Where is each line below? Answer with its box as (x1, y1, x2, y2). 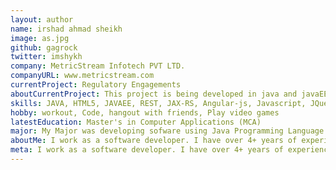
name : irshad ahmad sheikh (10, 24, 123, 34)
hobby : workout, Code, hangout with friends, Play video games (10, 107, 280, 118)
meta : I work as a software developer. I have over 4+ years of (10, 145, 284, 155)
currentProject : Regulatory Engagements (10, 80, 182, 90)
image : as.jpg (10, 33, 70, 43)
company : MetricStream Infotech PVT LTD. (10, 61, 186, 71)
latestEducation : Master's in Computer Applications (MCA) (10, 117, 262, 127)
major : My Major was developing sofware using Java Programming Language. (10, 126, 329, 136)
